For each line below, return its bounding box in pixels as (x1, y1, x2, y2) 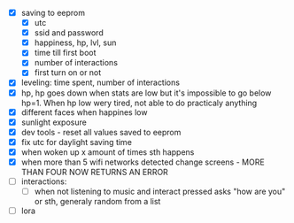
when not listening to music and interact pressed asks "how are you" (34, 186, 286, 196)
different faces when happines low (20, 106, 148, 118)
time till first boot (34, 48, 97, 58)
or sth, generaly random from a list (34, 196, 161, 207)
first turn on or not (34, 67, 102, 78)
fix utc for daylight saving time (20, 136, 132, 147)
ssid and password (34, 27, 104, 38)
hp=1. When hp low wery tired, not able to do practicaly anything (20, 97, 258, 108)
